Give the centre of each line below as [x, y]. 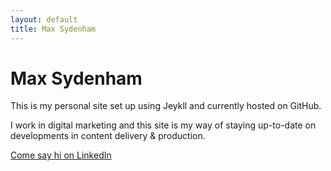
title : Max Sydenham [53, 29]
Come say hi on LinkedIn [61, 155]
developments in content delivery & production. [108, 136]
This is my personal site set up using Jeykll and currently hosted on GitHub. [166, 106]
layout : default [44, 19]
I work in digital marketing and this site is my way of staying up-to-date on [163, 125]
